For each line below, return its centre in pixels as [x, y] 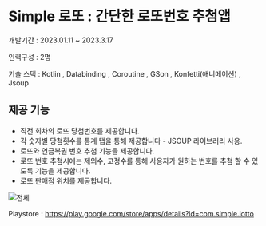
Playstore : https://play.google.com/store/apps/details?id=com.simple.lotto [131, 213]
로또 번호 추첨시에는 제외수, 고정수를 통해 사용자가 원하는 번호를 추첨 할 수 [135, 161]
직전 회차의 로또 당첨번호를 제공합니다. [79, 131]
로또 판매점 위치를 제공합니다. [66, 180]
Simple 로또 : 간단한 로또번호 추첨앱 [120, 16]
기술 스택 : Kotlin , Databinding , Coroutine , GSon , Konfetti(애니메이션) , [125, 73]
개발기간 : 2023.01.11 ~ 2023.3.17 [61, 40]
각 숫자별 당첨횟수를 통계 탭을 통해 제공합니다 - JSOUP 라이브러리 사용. [131, 141]
